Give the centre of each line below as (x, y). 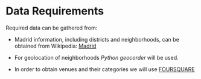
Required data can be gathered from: (52, 28)
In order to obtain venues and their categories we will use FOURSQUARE (104, 69)
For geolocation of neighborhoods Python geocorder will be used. (96, 57)
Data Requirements (55, 11)
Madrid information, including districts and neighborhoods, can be (97, 39)
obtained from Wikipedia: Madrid (55, 46)
